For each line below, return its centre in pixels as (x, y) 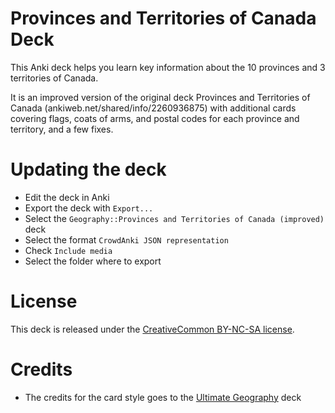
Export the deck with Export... (89, 208)
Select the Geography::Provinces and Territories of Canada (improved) (174, 218)
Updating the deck (88, 169)
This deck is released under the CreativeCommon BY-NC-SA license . (152, 329)
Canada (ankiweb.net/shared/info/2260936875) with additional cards (153, 108)
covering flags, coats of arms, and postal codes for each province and (155, 118)
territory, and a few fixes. (62, 129)
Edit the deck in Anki (67, 197)
